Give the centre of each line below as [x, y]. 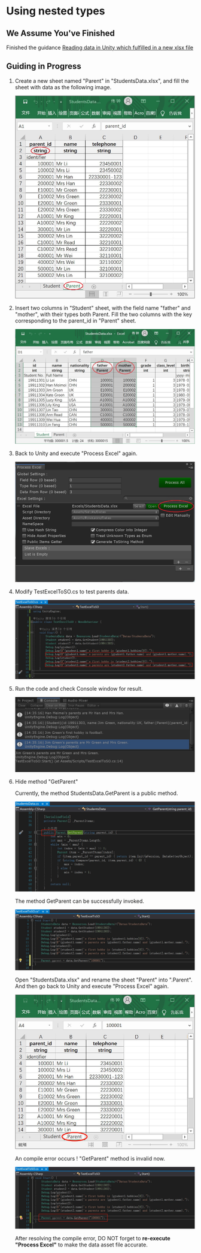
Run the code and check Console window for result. [79, 688]
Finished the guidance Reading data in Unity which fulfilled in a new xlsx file [100, 47]
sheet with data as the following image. [63, 87]
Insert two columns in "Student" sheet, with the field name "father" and [103, 308]
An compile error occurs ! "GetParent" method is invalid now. [90, 1158]
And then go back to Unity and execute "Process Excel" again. [92, 986]
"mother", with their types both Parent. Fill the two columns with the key [103, 314]
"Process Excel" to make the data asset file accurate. [81, 1245]
